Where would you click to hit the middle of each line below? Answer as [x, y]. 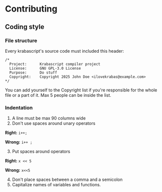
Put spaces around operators [41, 151]
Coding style [25, 27]
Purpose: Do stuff [33, 73]
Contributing [31, 9]
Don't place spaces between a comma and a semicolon [67, 179]
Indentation [19, 107]
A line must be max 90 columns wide [49, 118]
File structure [21, 41]
